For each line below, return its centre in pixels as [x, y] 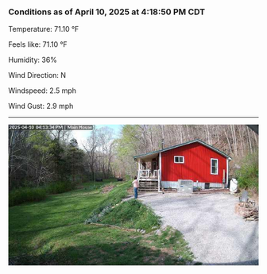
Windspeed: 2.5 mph [43, 91]
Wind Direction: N [37, 75]
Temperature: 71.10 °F [44, 29]
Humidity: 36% [33, 60]
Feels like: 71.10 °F [38, 44]
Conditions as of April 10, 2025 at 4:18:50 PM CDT [106, 12]
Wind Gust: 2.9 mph [41, 106]
